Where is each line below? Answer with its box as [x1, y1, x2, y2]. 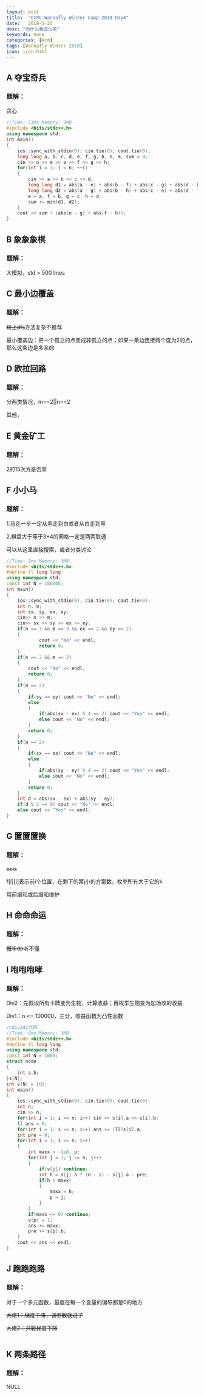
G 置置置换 [6, 831, 47, 841]
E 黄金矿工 [6, 431, 46, 441]
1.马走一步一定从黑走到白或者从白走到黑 [6, 520, 106, 527]
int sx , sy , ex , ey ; [17, 609, 69, 615]
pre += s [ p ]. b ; [28, 1228, 67, 1234]
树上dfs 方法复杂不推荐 [6, 323, 63, 331]
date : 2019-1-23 [6, 20, 53, 26]
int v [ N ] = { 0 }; [6, 1081, 47, 1087]
